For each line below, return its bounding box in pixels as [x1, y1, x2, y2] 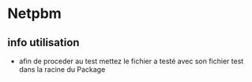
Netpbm [7, 5, 62, 23]
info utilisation [7, 36, 80, 49]
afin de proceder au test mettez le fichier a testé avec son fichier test [18, 56, 244, 66]
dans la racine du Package [18, 65, 106, 74]
